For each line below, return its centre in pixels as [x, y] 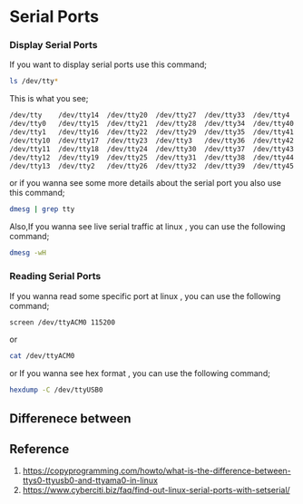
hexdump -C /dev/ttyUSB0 [56, 390]
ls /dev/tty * [34, 82]
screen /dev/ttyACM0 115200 [63, 322]
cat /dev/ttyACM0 [42, 356]
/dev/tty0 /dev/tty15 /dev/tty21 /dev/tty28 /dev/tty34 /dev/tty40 [152, 124]
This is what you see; [49, 99]
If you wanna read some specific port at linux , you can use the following [145, 296]
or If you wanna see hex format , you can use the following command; [140, 373]
